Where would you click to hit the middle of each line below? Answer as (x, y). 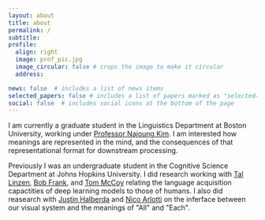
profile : (22, 45)
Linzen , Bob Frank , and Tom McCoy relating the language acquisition (120, 183)
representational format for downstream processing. (93, 151)
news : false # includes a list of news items (86, 88)
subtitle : (24, 37)
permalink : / (30, 30)
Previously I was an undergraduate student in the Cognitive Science (118, 166)
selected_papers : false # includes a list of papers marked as (114, 95)
